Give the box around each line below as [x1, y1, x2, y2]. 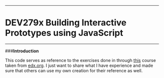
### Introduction [5, 48, 39, 54]
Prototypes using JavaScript [5, 28, 123, 39]
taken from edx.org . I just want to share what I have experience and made [5, 62, 153, 68]
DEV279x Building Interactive [5, 17, 127, 28]
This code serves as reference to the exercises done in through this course [5, 57, 156, 63]
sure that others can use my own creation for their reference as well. [5, 67, 143, 73]
